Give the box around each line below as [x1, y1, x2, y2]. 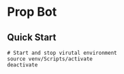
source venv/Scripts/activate [7, 56, 93, 62]
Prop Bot [7, 4, 57, 20]
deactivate [7, 62, 38, 69]
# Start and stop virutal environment [7, 49, 117, 56]
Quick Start [7, 32, 57, 43]
